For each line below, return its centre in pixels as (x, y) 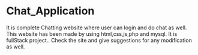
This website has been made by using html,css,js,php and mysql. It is (92, 33)
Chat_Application (50, 11)
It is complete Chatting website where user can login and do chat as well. (97, 27)
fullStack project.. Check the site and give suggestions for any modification (99, 40)
